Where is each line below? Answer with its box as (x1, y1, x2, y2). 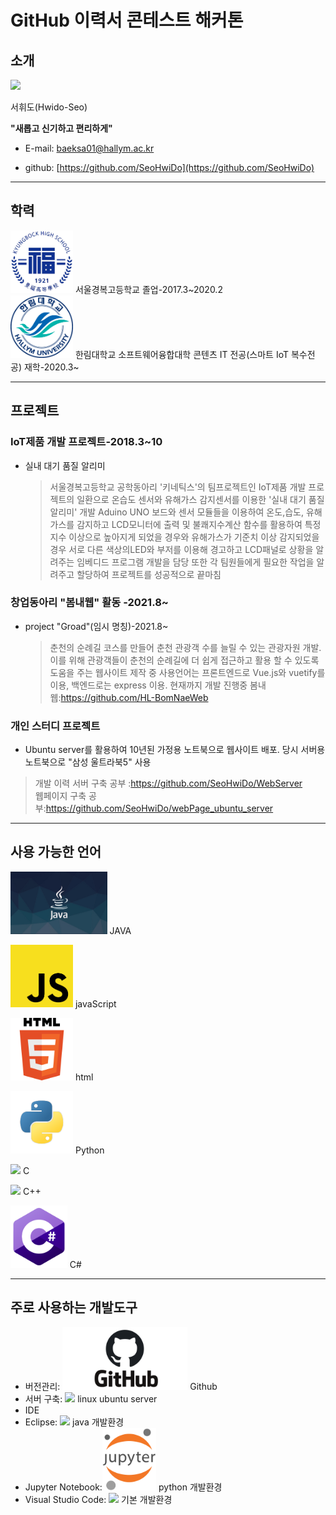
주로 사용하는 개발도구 (10, 1299, 138, 1316)
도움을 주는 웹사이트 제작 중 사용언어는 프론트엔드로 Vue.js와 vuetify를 (49, 666, 326, 678)
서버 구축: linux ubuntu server (24, 1392, 158, 1405)
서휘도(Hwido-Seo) (10, 101, 88, 113)
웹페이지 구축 (34, 790, 87, 802)
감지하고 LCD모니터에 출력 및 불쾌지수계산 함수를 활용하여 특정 (76, 518, 322, 530)
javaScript (74, 997, 117, 1010)
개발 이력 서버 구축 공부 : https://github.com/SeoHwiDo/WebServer (34, 777, 303, 790)
